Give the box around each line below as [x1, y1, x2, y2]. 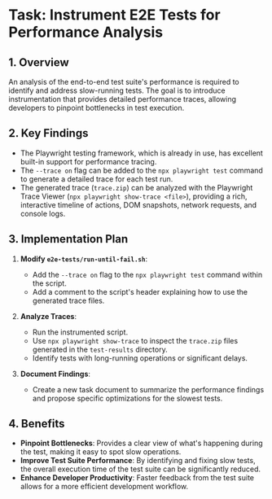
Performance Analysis [8, 23, 164, 42]
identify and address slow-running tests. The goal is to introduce [8, 85, 226, 95]
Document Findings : [20, 369, 91, 379]
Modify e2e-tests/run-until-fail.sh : [20, 254, 148, 264]
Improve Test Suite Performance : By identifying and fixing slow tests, [20, 456, 256, 466]
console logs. [20, 208, 66, 218]
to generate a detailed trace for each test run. [20, 173, 173, 184]
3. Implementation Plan [8, 232, 129, 246]
